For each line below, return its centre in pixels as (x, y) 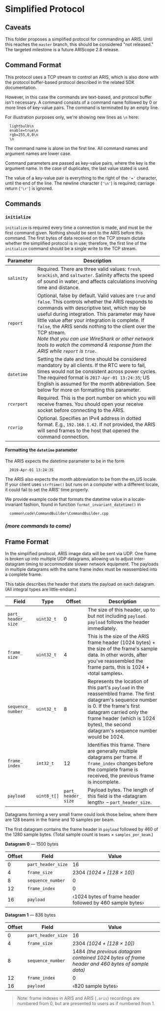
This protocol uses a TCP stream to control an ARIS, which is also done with (82, 77)
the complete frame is (113, 770)
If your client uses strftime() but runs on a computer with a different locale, (82, 484)
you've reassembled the (115, 661)
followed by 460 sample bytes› (108, 903)
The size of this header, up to (121, 610)
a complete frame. (24, 575)
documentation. (21, 87)
